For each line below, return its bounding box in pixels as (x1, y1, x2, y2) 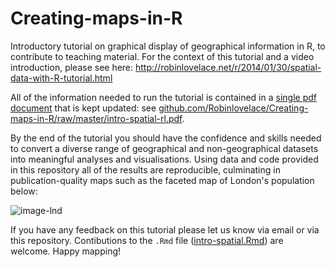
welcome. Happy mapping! (10, 245, 122, 257)
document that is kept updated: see (10, 102, 157, 114)
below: (10, 185, 38, 197)
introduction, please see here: (10, 61, 134, 73)
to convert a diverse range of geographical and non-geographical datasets (10, 142, 319, 154)
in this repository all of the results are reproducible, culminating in (10, 163, 281, 176)
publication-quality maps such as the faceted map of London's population (10, 174, 315, 186)
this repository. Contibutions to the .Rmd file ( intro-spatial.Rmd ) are (10, 234, 284, 246)
